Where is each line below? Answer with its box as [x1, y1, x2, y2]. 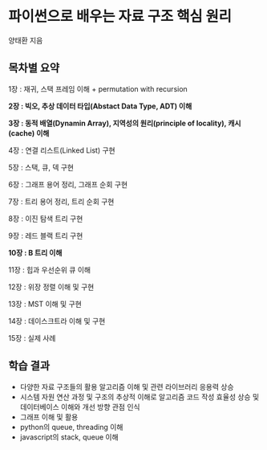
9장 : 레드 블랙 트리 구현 [8, 231, 83, 240]
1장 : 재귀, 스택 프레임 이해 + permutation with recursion [8, 84, 188, 93]
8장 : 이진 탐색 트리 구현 [8, 214, 83, 223]
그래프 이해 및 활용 [19, 411, 79, 422]
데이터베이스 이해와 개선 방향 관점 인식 [19, 402, 140, 411]
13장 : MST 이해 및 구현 [8, 299, 82, 309]
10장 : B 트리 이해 [8, 247, 63, 257]
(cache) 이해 [8, 128, 50, 137]
